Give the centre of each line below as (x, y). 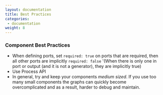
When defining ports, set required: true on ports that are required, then (85, 56)
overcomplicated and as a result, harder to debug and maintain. (76, 87)
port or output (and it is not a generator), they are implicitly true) (77, 66)
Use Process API (29, 71)
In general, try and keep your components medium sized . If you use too (84, 77)
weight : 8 (15, 28)
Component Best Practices (38, 45)
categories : (17, 19)
